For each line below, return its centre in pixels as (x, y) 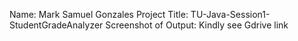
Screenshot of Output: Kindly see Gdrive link (197, 25)
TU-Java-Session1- (230, 14)
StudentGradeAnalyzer (56, 25)
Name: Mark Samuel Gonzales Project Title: (99, 14)
